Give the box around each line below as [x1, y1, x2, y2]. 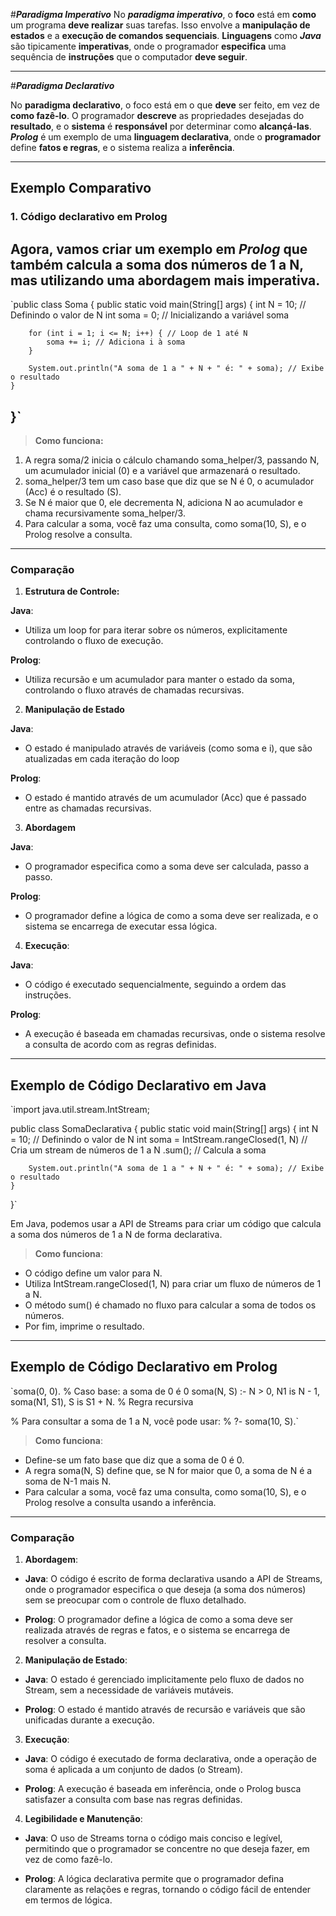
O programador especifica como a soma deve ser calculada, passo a [24, 860, 310, 873]
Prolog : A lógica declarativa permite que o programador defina [24, 1873, 285, 1885]
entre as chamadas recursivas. [24, 802, 152, 814]
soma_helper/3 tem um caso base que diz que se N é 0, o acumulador [24, 475, 315, 487]
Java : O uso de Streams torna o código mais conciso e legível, [24, 1832, 283, 1844]
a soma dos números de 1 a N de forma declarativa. [10, 1229, 223, 1241]
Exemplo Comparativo [10, 180, 152, 197]
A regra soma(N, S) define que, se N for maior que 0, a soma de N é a [24, 1464, 313, 1476]
